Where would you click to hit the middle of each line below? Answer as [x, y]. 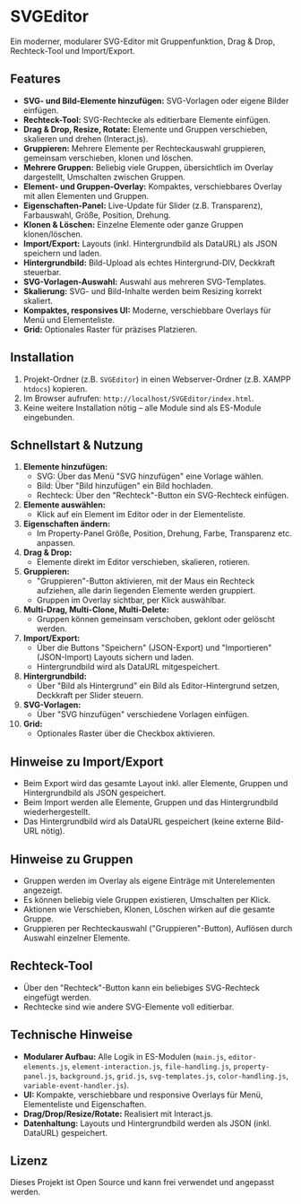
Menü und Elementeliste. [69, 319]
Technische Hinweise [72, 1035]
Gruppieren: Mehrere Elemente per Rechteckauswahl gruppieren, [145, 148]
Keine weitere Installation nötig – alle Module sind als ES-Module [142, 407]
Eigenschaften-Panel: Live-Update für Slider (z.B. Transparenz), [143, 205]
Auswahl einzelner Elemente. [77, 938]
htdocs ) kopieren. [55, 388]
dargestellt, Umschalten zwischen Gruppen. [104, 177]
